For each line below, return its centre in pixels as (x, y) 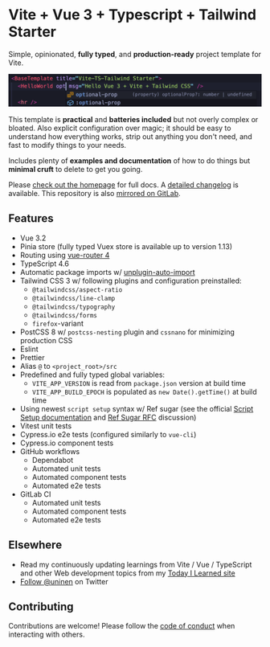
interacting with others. (47, 635)
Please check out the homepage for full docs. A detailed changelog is (123, 184)
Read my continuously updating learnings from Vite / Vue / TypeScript (136, 564)
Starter (32, 32)
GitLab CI (35, 494)
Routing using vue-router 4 (65, 255)
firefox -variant (58, 323)
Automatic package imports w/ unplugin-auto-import (107, 272)
